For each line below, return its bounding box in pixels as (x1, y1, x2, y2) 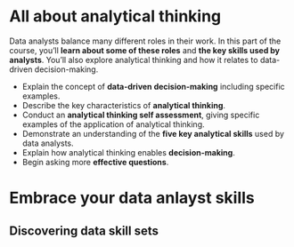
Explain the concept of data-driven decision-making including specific (21, 81, 285, 92)
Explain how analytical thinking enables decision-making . (21, 147, 236, 157)
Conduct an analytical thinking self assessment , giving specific (21, 109, 260, 120)
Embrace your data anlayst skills (9, 188, 256, 208)
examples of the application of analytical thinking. (21, 118, 205, 130)
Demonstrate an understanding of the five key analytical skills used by (21, 128, 285, 139)
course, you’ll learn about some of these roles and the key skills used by (9, 44, 281, 55)
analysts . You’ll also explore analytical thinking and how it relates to (9, 54, 258, 65)
